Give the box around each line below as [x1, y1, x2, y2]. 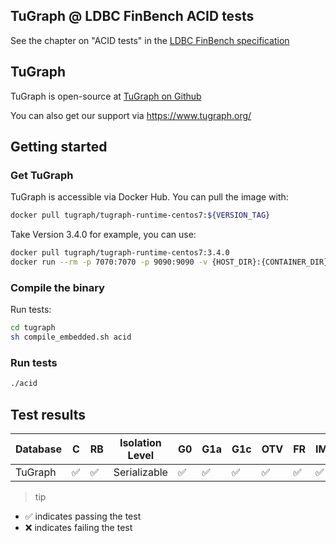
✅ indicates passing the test [24, 510, 142, 522]
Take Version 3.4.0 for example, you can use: [10, 229, 197, 241]
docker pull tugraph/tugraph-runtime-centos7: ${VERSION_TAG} [10, 210, 271, 221]
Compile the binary [10, 280, 105, 294]
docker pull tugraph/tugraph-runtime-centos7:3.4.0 [10, 248, 230, 258]
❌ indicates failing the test [24, 521, 133, 533]
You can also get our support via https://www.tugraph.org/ [10, 109, 252, 121]
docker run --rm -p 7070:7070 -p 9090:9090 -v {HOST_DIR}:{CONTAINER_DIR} [10, 257, 329, 268]
